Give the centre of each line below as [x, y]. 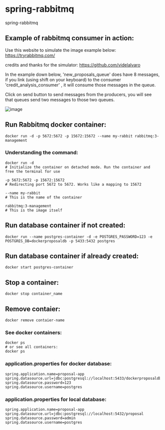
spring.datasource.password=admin [41, 418]
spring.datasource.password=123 [38, 383]
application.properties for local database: [56, 399]
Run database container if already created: [72, 256]
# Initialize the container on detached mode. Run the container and [78, 167]
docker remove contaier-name [35, 320]
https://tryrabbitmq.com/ [30, 55]
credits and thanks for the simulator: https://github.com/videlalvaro [73, 65]
